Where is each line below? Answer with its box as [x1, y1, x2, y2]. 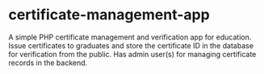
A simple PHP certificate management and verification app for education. [8, 32, 252, 42]
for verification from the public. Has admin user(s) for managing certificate [8, 49, 257, 59]
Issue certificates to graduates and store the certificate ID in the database [8, 40, 254, 50]
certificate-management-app [8, 6, 210, 24]
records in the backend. [8, 58, 88, 68]
